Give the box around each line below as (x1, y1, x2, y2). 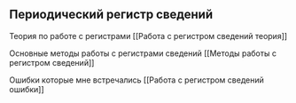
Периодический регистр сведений (9, 7, 214, 22)
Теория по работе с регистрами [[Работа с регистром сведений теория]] (9, 30, 288, 41)
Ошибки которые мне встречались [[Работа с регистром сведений (9, 75, 264, 85)
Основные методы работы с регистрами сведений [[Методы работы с (9, 48, 277, 59)
